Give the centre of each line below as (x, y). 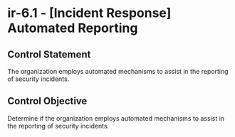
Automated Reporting (73, 28)
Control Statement (49, 54)
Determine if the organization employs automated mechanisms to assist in (116, 118)
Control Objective (47, 101)
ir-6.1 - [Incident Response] (89, 13)
